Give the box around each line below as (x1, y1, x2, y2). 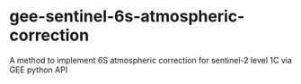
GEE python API (9, 64, 68, 75)
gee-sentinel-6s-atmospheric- (9, 6, 245, 27)
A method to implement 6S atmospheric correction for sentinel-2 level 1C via (9, 55, 292, 65)
